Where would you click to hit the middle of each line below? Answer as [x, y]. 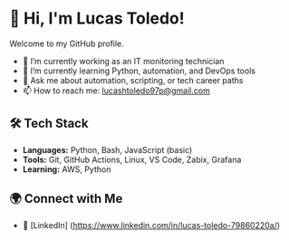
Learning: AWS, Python [67, 169]
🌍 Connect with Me [66, 199]
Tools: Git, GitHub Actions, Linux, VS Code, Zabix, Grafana [132, 159]
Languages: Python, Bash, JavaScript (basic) [107, 149]
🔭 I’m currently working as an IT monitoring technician [123, 61]
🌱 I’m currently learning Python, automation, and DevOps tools [139, 71]
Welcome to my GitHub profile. [67, 43]
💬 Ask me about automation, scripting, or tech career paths [133, 80]
